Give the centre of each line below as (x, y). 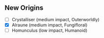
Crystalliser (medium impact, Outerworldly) (55, 19)
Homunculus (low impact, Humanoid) (50, 30)
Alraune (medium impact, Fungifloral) (50, 25)
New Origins (24, 8)
